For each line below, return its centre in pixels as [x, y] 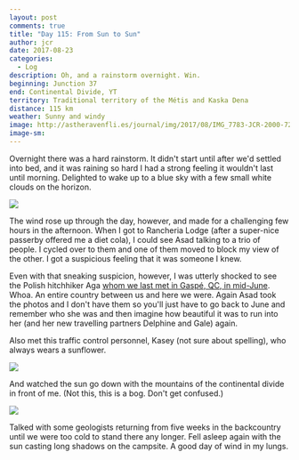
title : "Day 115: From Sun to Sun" [75, 34]
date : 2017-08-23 [41, 51]
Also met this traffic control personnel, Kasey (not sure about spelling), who [148, 340]
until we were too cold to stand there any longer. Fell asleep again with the [145, 436]
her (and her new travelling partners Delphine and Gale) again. [124, 323]
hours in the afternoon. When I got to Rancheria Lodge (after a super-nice [144, 230]
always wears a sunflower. [58, 350]
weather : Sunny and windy [57, 117]
